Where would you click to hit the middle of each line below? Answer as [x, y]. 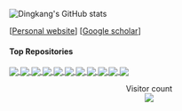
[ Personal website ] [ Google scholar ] [75, 31]
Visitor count [149, 89]
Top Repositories [41, 51]
